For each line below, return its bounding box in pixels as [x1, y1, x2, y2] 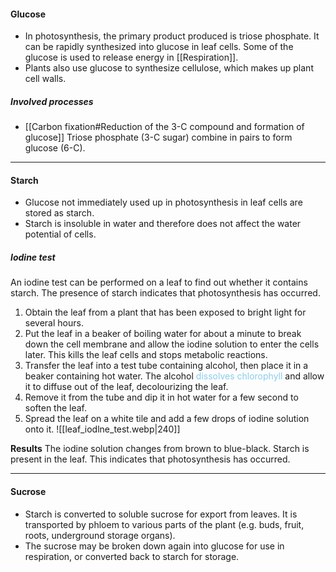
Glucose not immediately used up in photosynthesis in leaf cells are [24, 196, 303, 209]
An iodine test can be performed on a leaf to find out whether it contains [10, 276, 308, 289]
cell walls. [24, 73, 67, 85]
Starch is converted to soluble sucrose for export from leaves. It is [24, 508, 298, 520]
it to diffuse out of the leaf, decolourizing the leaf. [24, 381, 229, 393]
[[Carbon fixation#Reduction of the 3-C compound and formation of [24, 121, 305, 133]
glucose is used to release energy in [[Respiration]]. [24, 51, 239, 64]
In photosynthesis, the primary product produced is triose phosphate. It [24, 30, 320, 42]
